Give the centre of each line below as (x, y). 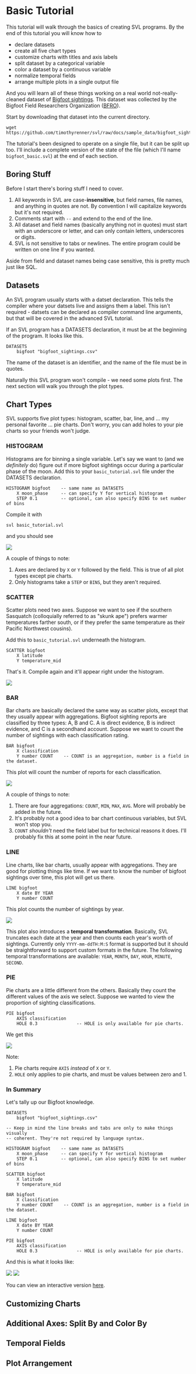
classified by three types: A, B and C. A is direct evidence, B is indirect (90, 723)
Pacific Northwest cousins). (39, 628)
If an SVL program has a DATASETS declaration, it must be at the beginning (97, 329)
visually (17, 1133)
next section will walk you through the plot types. (65, 386)
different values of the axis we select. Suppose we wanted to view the (90, 996)
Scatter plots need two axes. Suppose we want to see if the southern (89, 610)
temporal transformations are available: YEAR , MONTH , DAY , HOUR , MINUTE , (89, 956)
